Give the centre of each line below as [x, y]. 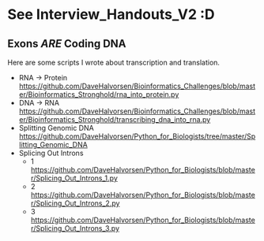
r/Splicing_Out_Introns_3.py [75, 228]
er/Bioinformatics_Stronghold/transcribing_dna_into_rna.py [115, 119]
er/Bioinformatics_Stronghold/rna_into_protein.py [99, 95]
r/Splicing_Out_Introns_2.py [75, 203]
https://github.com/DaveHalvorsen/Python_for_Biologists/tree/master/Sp [137, 136]
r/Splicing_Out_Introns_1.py [74, 178]
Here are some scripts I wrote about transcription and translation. [114, 62]
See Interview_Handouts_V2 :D [111, 15]
